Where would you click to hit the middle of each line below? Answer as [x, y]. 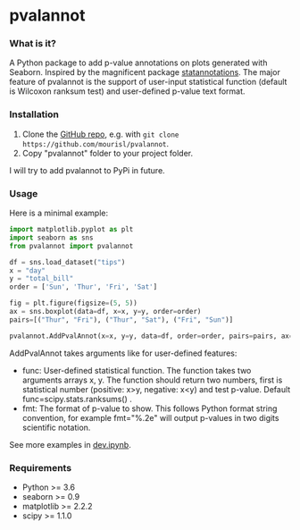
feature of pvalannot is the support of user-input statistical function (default [148, 82]
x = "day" [28, 270]
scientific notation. [56, 427]
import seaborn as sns [51, 238]
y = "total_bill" [42, 279]
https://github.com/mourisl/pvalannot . [96, 143]
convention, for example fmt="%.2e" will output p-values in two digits [150, 417]
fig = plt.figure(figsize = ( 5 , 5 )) [74, 303]
